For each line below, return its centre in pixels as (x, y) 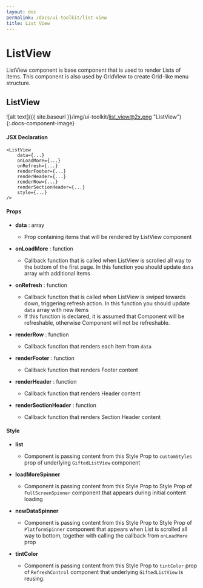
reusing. (34, 578)
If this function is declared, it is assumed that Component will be (104, 316)
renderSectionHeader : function (56, 405)
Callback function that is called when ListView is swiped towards (105, 297)
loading (34, 499)
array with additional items (57, 273)
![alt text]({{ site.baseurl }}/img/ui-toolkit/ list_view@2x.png (79, 117)
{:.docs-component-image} (40, 123)
